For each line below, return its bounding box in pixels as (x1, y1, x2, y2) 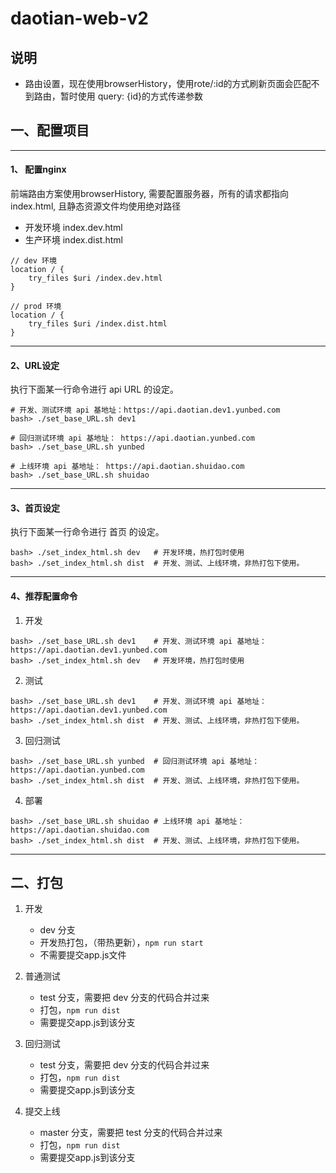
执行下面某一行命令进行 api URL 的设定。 (10, 383, 179, 396)
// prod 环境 (10, 302, 62, 312)
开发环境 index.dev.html (24, 222, 123, 234)
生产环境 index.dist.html (24, 234, 123, 246)
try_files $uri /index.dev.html (28, 273, 163, 284)
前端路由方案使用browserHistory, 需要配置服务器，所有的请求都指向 (10, 188, 289, 200)
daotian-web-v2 (10, 7, 149, 30)
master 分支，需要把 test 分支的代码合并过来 (39, 1127, 223, 1139)
